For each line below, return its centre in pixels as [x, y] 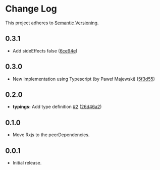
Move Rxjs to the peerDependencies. [51, 135]
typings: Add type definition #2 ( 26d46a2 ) [57, 107]
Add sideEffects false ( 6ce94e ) [45, 50]
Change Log [31, 9]
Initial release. [27, 163]
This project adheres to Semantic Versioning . [52, 23]
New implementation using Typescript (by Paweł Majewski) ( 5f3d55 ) [84, 79]
